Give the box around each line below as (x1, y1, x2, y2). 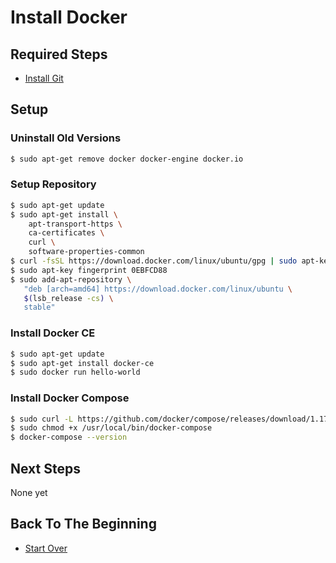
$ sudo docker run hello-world (10, 367, 141, 378)
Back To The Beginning (10, 516, 157, 533)
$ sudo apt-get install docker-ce (10, 358, 155, 368)
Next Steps (10, 460, 81, 477)
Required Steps (10, 46, 108, 63)
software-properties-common (28, 247, 145, 257)
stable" (23, 302, 56, 313)
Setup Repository (10, 177, 97, 191)
